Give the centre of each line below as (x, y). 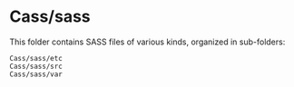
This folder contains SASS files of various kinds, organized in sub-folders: (147, 42)
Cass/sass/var (36, 74)
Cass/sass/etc (36, 58)
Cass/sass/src (36, 66)
